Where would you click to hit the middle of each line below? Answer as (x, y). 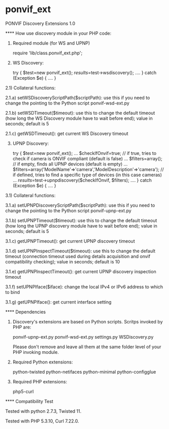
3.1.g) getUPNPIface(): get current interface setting (58, 302)
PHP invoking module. (36, 352)
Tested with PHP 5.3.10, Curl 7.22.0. (42, 421)
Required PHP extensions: (40, 381)
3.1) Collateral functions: (30, 195)
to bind (13, 292)
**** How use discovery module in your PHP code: (58, 33)
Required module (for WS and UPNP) (51, 43)
